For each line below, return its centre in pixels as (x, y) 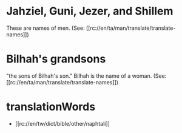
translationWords (51, 107)
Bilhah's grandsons (56, 59)
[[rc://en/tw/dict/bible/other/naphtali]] (62, 123)
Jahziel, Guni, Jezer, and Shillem (90, 11)
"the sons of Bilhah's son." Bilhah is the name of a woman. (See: (86, 76)
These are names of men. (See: (45, 28)
